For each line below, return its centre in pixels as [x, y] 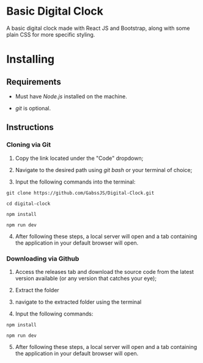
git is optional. [33, 108]
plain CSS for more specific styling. [51, 34]
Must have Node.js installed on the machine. [71, 96]
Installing [31, 59]
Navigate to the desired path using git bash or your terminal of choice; [104, 170]
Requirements [34, 81]
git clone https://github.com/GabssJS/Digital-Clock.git [80, 193]
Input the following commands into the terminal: [75, 182]
